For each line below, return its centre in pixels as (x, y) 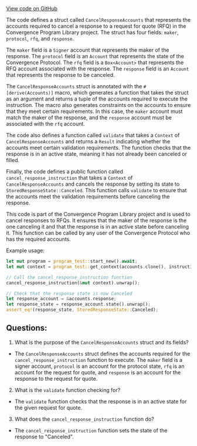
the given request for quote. (48, 407)
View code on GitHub (32, 9)
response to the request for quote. (56, 378)
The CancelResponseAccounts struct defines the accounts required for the (102, 353)
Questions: (27, 328)
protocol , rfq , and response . (40, 38)
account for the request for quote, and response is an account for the (98, 372)
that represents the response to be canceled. (61, 75)
